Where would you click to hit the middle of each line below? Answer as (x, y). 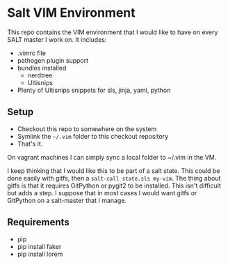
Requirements (38, 222)
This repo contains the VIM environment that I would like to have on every (113, 32)
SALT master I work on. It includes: (57, 39)
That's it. (30, 144)
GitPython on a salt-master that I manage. (67, 200)
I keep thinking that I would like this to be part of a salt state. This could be (114, 171)
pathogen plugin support (53, 60)
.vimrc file (32, 53)
